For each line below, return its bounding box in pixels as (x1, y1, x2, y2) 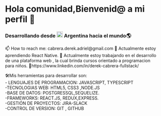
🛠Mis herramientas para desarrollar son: (5, 73, 87, 78)
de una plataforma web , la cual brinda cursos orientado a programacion (5, 58, 150, 64)
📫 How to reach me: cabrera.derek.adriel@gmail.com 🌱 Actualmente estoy (5, 45, 156, 52)
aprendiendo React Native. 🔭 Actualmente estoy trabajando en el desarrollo (5, 53, 157, 58)
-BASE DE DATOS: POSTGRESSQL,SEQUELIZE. (5, 90, 100, 96)
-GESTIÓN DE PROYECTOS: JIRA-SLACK (5, 100, 88, 106)
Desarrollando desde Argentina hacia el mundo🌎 (5, 33, 132, 39)
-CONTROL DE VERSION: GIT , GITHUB (5, 106, 84, 112)
